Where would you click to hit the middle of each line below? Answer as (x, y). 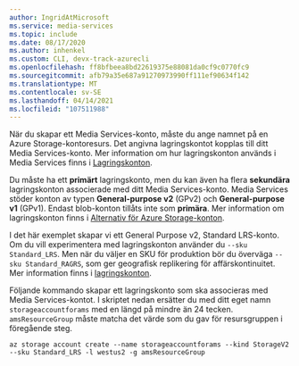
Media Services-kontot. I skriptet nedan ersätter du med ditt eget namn (140, 300)
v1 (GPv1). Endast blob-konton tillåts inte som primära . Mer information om (147, 208)
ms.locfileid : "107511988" (59, 109)
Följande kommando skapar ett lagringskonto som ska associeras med (139, 290)
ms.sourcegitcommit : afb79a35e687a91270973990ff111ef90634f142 (129, 76)
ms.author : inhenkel (48, 51)
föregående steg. (41, 329)
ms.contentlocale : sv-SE (55, 92)
